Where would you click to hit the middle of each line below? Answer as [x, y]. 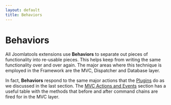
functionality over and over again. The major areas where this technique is [84, 65]
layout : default [23, 10]
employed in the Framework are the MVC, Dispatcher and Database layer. [83, 71]
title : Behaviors [24, 15]
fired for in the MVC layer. [33, 97]
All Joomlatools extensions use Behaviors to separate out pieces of [77, 54]
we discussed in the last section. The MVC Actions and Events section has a [86, 86]
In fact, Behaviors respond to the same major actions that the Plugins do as [85, 80]
